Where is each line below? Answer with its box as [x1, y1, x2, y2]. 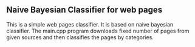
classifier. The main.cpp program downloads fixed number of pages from [6, 27, 190, 34]
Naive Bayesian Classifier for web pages [6, 5, 163, 15]
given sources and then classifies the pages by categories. [6, 33, 154, 41]
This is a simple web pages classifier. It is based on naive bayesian [6, 20, 174, 28]
